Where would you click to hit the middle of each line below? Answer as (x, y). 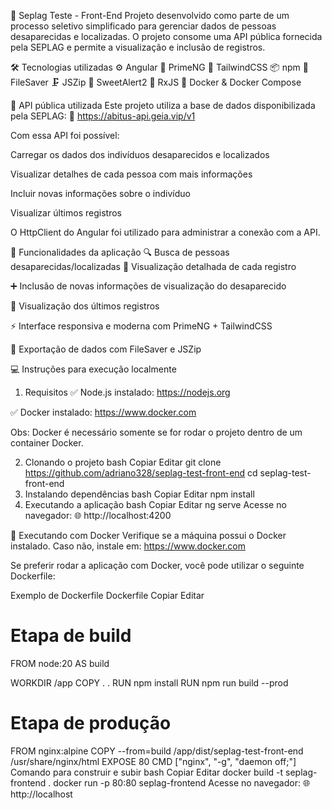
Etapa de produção (91, 723)
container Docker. (47, 443)
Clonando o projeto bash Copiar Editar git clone (123, 462)
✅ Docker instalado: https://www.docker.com (103, 412)
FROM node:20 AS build (60, 663)
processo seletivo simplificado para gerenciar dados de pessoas (143, 26)
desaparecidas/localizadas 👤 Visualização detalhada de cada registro (153, 266)
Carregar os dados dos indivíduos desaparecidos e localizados (140, 154)
